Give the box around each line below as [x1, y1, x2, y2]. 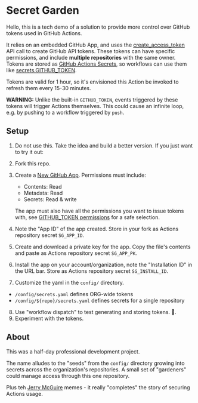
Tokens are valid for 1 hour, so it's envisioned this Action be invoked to [6, 78, 179, 85]
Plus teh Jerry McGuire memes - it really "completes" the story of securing [6, 383, 190, 391]
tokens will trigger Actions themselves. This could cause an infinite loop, [6, 102, 184, 109]
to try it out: [14, 148, 44, 155]
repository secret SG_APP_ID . [14, 231, 85, 239]
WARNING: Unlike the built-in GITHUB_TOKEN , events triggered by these [6, 96, 178, 103]
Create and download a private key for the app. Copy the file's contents [14, 243, 191, 250]
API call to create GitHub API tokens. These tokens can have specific [6, 47, 175, 54]
